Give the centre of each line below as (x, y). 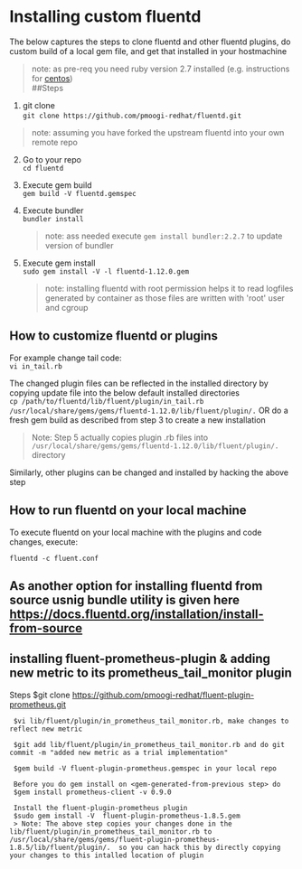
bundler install (53, 219)
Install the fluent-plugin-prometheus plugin (100, 808)
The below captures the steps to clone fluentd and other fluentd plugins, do (150, 42)
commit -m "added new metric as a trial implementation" (119, 752)
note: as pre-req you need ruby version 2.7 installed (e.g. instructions (160, 69)
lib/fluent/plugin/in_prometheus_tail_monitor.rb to (111, 832)
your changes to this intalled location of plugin (107, 855)
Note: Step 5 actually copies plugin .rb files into (120, 437)
